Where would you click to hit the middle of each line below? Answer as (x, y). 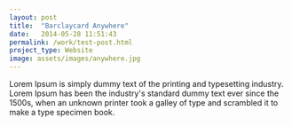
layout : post (33, 17)
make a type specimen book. (62, 112)
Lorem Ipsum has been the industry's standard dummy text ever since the (144, 93)
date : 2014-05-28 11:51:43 (63, 34)
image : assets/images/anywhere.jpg (75, 59)
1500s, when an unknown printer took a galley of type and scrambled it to (144, 102)
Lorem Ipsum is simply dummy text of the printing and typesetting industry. (146, 84)
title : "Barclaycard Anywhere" (69, 26)
